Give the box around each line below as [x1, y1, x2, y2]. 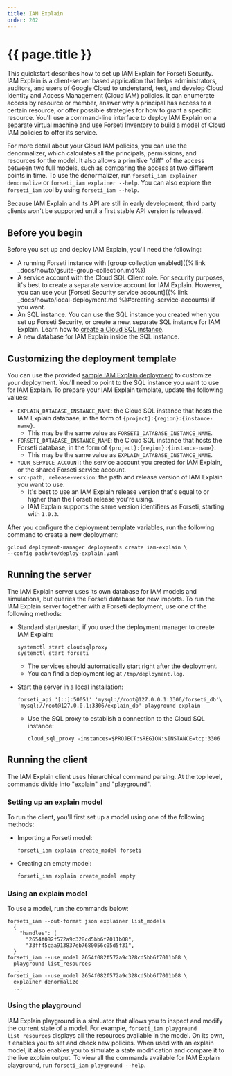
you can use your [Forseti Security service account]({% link [17, 289, 188, 297]
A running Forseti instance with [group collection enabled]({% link [17, 259, 206, 267]
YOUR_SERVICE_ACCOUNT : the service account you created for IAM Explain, [17, 459, 223, 467]
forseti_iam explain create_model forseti [17, 847, 142, 854]
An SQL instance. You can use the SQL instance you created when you [17, 310, 220, 319]
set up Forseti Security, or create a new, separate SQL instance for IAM [17, 318, 220, 326]
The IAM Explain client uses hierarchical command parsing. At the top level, [7, 772, 223, 780]
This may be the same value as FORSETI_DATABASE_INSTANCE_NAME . [27, 429, 213, 437]
